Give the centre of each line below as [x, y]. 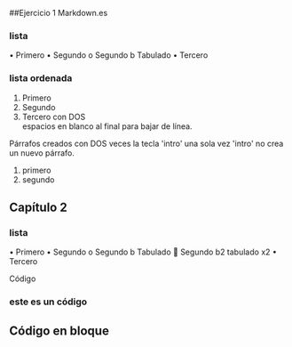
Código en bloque [59, 331]
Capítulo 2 [39, 207]
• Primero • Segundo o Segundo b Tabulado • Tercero [109, 55]
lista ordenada [41, 78]
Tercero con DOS [54, 117]
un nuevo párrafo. [42, 153]
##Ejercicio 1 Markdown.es [59, 13]
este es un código [48, 302]
